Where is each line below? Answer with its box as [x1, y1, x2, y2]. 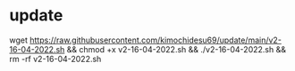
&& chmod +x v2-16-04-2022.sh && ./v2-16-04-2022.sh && [66, 43, 286, 54]
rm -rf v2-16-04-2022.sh [9, 53, 102, 64]
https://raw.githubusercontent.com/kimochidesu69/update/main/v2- [29, 35, 282, 45]
